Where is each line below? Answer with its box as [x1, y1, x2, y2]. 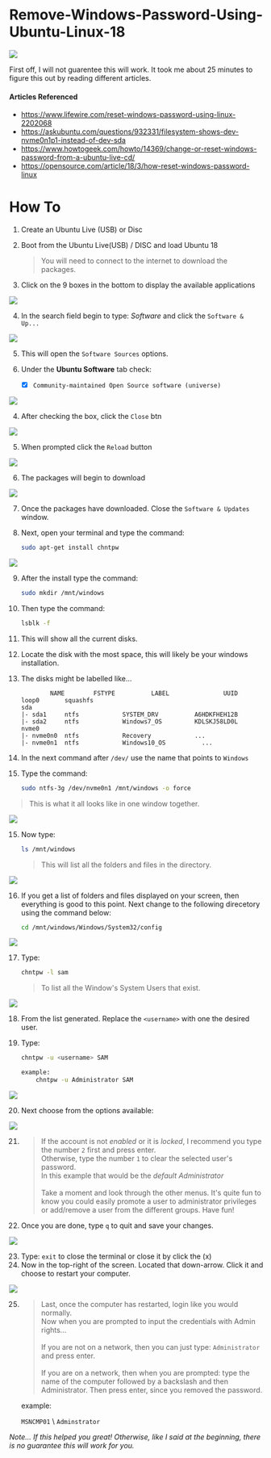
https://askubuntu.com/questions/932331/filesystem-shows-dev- [20, 127, 240, 136]
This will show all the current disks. [20, 634, 138, 643]
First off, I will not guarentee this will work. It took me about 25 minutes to [9, 65, 253, 74]
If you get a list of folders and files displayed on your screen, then [20, 890, 240, 900]
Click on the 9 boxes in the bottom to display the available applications [20, 280, 256, 290]
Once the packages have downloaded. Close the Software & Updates [20, 504, 250, 513]
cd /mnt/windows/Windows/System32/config [20, 923, 162, 932]
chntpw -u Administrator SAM [35, 1076, 134, 1084]
